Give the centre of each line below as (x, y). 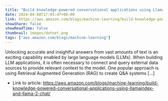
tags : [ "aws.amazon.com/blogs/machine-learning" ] (58, 38)
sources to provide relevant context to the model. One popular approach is (82, 67)
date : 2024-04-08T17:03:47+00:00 (40, 14)
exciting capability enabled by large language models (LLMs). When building (84, 57)
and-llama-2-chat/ (31, 93)
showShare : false (23, 24)
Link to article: (27, 82)
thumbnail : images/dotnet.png (37, 33)
